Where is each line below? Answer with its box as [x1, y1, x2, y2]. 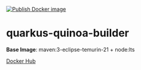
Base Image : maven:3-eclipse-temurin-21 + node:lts [6, 46, 135, 53]
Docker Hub [6, 57, 36, 65]
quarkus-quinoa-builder [6, 27, 130, 40]
